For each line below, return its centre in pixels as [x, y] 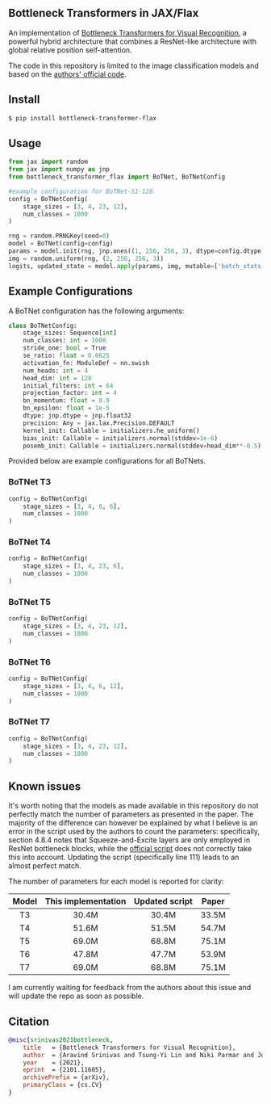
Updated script [164, 901]
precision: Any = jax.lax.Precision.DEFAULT [99, 423]
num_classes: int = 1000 [65, 341]
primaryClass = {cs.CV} [63, 1085]
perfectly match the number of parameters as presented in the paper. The [131, 814]
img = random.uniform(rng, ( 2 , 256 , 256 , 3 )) [86, 258]
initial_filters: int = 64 [68, 386]
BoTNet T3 [30, 482]
